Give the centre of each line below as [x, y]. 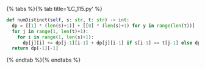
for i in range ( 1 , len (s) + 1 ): [56, 37]
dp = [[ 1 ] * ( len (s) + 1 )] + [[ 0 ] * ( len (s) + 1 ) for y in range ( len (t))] [103, 26]
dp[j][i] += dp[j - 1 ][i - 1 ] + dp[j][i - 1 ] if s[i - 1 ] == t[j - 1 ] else [107, 43]
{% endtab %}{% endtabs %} [44, 60]
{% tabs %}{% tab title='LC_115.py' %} [54, 9]
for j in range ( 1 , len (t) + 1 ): [50, 31]
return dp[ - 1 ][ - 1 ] [35, 48]
